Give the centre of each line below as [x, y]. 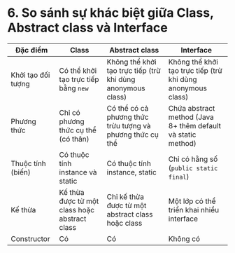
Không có [184, 238]
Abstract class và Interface [87, 28]
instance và [78, 172]
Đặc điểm [31, 50]
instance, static [132, 172]
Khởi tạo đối [30, 75]
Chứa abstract [192, 108]
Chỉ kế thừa [126, 196]
